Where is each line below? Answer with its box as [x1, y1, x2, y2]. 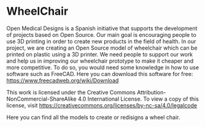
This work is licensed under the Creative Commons [6, 88, 136, 96]
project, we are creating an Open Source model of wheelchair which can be [6, 44, 198, 52]
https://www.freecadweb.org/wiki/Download [6, 77, 119, 84]
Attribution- [137, 88, 166, 96]
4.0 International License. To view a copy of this [77, 95, 199, 102]
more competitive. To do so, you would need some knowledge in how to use [6, 63, 199, 71]
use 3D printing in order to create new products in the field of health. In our [6, 37, 196, 45]
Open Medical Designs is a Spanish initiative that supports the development [6, 25, 198, 32]
